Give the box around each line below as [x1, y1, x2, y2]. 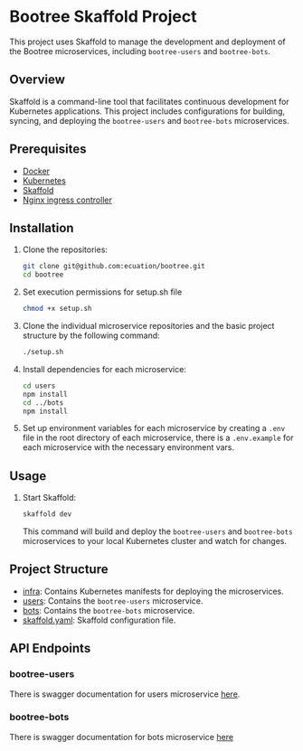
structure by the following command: [22, 330, 160, 341]
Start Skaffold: [22, 493, 77, 503]
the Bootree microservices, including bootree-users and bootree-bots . [9, 45, 271, 56]
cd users [22, 381, 56, 390]
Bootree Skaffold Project [9, 6, 197, 27]
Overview [9, 72, 66, 88]
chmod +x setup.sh [22, 305, 92, 314]
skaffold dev [22, 510, 72, 519]
